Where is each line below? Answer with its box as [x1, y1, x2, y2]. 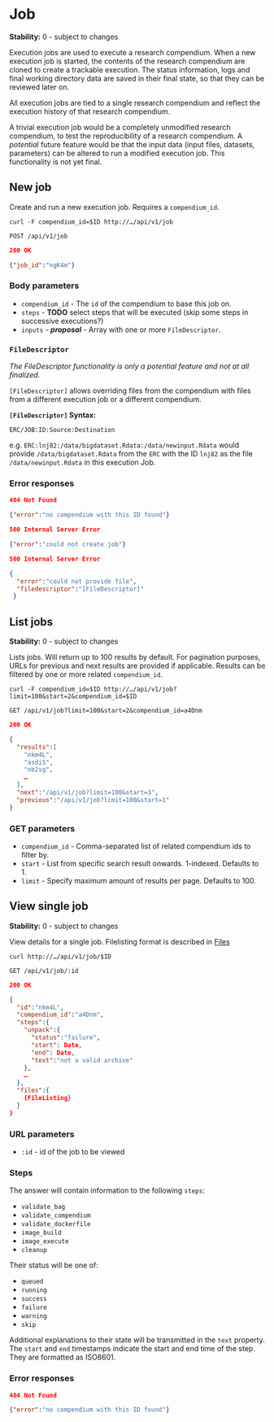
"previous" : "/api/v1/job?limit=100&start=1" [16, 796, 170, 804]
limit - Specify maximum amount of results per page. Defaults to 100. [20, 876, 257, 885]
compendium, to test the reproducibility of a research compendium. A [9, 131, 243, 141]
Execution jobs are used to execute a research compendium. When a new [9, 47, 256, 57]
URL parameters [9, 1128, 75, 1140]
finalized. [9, 370, 41, 380]
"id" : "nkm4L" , [16, 1003, 64, 1011]
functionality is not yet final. [9, 156, 102, 167]
